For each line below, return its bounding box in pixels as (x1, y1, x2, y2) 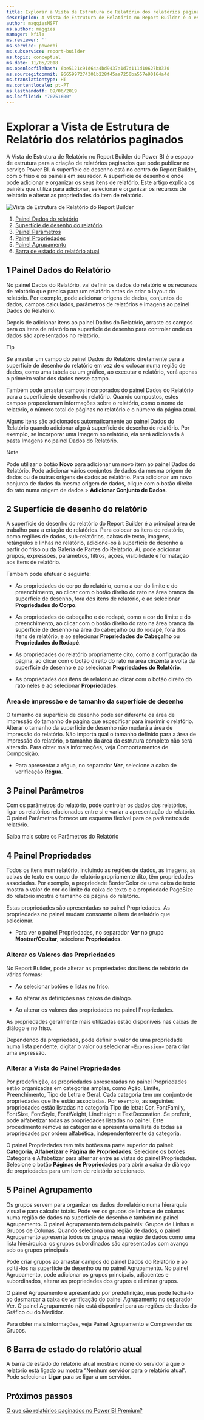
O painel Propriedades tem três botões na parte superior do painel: (6, 1141, 174, 1148)
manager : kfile (6, 32, 45, 38)
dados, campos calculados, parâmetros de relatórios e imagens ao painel (6, 300, 190, 307)
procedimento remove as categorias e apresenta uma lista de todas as (6, 1123, 183, 1130)
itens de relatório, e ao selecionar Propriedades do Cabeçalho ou (15, 633, 180, 640)
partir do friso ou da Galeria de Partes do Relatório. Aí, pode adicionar (6, 546, 181, 553)
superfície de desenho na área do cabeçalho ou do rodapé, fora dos (15, 626, 186, 634)
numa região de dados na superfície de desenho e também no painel (6, 1213, 179, 1221)
